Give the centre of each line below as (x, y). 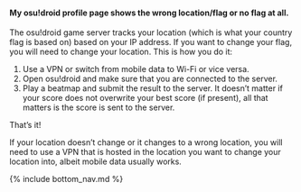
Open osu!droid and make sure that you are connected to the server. (150, 79)
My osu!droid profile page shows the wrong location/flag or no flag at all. (149, 13)
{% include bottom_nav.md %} (66, 179)
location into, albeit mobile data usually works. (96, 161)
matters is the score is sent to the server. (99, 107)
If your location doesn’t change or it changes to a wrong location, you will (146, 142)
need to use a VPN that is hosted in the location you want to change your (146, 152)
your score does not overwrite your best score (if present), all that (145, 98)
